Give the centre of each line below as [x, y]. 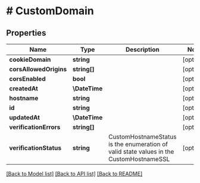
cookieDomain [30, 59]
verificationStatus [35, 148]
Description [142, 50]
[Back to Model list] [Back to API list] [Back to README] [74, 174]
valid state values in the [141, 152]
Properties [26, 33]
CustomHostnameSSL [139, 159]
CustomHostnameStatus [142, 137]
